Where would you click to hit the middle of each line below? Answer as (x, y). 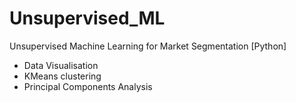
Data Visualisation (61, 65)
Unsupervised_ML (87, 18)
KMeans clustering (62, 76)
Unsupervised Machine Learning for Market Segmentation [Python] (148, 46)
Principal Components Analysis (88, 86)
